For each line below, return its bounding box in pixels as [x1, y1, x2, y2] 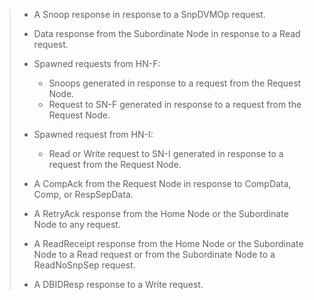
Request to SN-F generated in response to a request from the [48, 99, 302, 110]
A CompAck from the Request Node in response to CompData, [33, 178, 292, 189]
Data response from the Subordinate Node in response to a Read [33, 28, 301, 39]
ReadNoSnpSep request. [33, 259, 136, 271]
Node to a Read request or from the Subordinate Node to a [33, 249, 276, 260]
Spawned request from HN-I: [33, 129, 154, 140]
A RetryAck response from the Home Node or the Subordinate [33, 208, 289, 219]
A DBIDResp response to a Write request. [33, 279, 204, 290]
